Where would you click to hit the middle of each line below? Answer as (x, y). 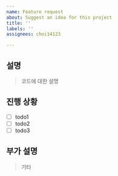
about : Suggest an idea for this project (59, 17)
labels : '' (20, 29)
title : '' (19, 23)
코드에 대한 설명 (40, 81)
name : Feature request (35, 12)
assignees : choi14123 (34, 34)
